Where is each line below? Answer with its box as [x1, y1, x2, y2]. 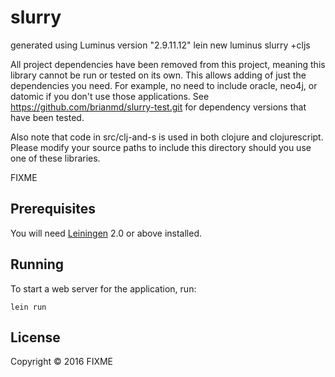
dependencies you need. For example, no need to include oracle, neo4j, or [10, 79, 318, 91]
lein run [10, 302, 47, 312]
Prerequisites [10, 201, 96, 218]
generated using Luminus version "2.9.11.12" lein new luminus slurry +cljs [10, 39, 311, 51]
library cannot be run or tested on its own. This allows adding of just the [10, 69, 307, 81]
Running [10, 256, 65, 273]
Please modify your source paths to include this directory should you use [10, 141, 312, 153]
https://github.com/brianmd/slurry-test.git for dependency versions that [10, 101, 307, 113]
